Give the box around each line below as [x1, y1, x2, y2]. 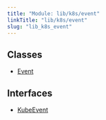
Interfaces [7, 87, 53, 99]
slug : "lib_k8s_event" [7, 23, 72, 30]
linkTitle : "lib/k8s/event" [7, 17, 88, 24]
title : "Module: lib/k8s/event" [7, 10, 100, 17]
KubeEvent [17, 105, 48, 114]
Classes [7, 49, 43, 60]
